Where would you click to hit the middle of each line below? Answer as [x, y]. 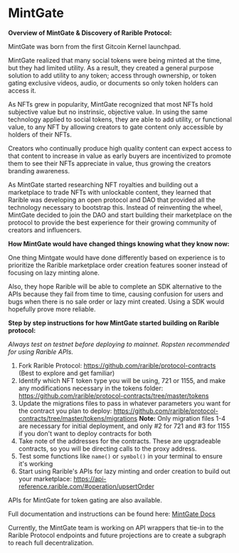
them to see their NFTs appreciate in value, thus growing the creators [110, 163]
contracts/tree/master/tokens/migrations [78, 418]
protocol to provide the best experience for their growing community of [112, 222]
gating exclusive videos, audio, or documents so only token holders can [113, 82]
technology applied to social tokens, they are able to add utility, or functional [120, 119]
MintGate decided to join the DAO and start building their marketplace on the [120, 215]
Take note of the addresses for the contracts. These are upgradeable [119, 441]
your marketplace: [45, 478]
